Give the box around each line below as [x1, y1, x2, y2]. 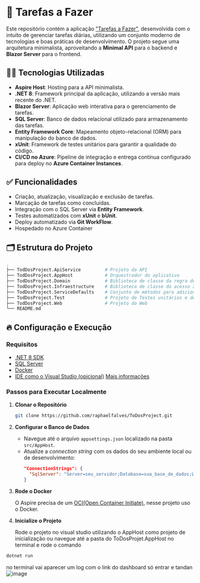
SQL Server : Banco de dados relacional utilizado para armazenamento [14, 115, 188, 122]
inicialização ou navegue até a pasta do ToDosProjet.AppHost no [14, 535, 174, 542]
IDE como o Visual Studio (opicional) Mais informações [14, 372, 150, 380]
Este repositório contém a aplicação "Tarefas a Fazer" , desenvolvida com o [6, 25, 190, 32]
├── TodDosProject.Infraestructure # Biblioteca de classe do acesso [6, 283, 190, 289]
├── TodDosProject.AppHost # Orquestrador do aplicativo [6, 273, 180, 279]
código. [14, 147, 34, 154]
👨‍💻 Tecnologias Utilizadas [6, 68, 105, 78]
